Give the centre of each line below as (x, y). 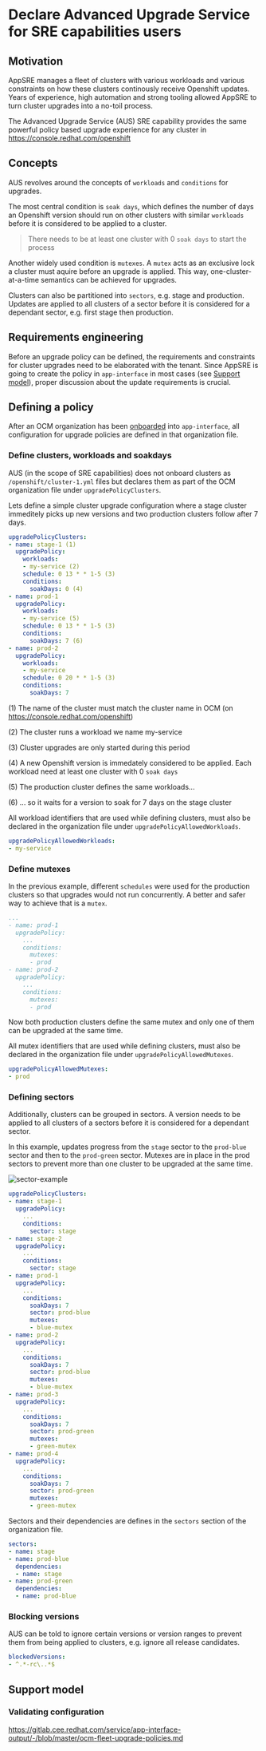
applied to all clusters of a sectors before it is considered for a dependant (129, 1123)
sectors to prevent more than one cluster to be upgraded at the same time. (131, 1164)
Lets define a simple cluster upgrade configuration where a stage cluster (127, 505)
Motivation (36, 61)
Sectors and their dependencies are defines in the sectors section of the (127, 1521)
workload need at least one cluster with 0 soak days (93, 771)
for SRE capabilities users (95, 32)
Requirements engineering (76, 337)
